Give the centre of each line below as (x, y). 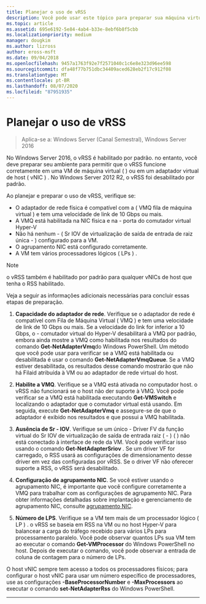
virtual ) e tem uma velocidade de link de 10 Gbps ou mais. (89, 214)
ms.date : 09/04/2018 (33, 58)
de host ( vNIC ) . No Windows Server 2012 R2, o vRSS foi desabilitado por (101, 177)
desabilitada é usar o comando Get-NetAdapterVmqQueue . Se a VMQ (105, 359)
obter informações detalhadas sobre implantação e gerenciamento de (103, 499)
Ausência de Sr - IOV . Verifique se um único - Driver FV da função (99, 429)
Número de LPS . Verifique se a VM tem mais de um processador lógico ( (107, 518)
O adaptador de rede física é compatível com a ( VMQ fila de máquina (103, 207)
